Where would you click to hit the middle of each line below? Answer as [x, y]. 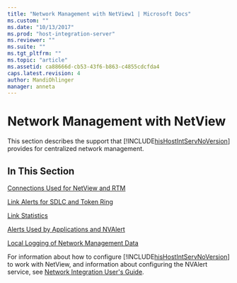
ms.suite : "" [27, 47]
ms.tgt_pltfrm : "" [34, 54]
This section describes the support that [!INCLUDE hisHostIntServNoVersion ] [119, 141]
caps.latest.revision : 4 [44, 73]
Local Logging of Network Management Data [73, 243]
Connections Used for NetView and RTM [67, 188]
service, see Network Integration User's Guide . [76, 272]
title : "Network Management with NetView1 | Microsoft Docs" [99, 14]
